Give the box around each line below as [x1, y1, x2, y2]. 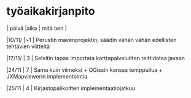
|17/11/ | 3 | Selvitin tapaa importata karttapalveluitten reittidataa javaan [6, 54, 185, 61]
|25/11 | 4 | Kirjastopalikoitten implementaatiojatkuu [6, 84, 136, 92]
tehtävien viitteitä [6, 43, 50, 50]
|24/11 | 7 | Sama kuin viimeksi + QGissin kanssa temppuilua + [6, 66, 163, 74]
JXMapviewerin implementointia [6, 72, 88, 80]
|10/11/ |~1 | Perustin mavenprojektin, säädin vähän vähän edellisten [6, 36, 177, 43]
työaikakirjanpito [6, 4, 95, 18]
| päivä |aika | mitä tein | [6, 24, 68, 32]
